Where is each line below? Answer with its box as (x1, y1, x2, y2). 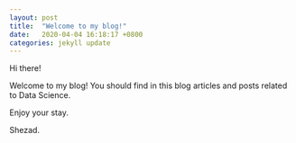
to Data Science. (9, 90, 71, 101)
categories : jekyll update (9, 38, 111, 48)
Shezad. (9, 125, 41, 136)
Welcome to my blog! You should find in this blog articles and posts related (9, 80, 288, 91)
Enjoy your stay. (9, 107, 69, 118)
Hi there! (9, 63, 42, 74)
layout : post (9, 13, 59, 22)
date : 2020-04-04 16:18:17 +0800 (9, 30, 143, 39)
